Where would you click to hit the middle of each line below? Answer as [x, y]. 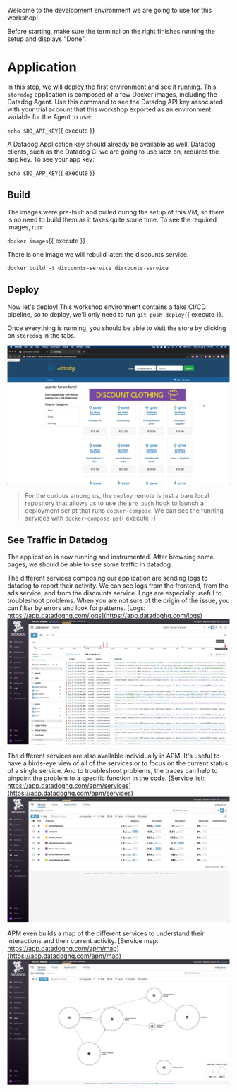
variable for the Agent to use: [50, 116]
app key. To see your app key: [51, 159]
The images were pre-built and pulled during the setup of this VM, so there [116, 212]
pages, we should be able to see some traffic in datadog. [90, 564]
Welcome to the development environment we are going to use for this [110, 10]
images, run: [25, 227]
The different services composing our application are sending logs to [108, 578]
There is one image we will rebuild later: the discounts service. [98, 254]
